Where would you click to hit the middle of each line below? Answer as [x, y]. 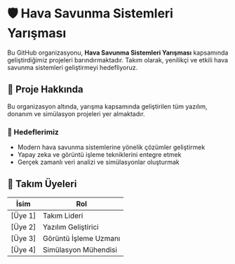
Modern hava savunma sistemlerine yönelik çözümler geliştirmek [111, 147]
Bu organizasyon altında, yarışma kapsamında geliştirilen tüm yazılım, [108, 106]
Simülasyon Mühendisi [80, 249]
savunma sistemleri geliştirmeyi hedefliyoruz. [73, 67]
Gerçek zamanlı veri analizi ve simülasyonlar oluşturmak [99, 162]
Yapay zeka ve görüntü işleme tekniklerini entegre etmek [99, 155]
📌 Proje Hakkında [45, 89]
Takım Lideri [63, 216]
